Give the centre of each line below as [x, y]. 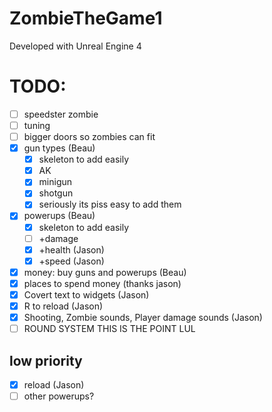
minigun [55, 182]
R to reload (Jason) [63, 306]
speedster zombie [61, 114]
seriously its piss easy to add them [110, 204]
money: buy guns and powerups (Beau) [105, 272]
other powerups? [59, 396]
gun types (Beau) [59, 148]
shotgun [56, 193]
